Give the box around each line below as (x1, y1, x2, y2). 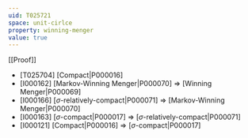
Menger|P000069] (19, 88, 82, 97)
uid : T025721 (8, 11, 52, 20)
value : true (8, 33, 48, 42)
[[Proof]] (8, 55, 37, 65)
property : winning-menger (8, 26, 93, 34)
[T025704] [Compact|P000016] (19, 70, 124, 80)
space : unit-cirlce (8, 19, 73, 27)
